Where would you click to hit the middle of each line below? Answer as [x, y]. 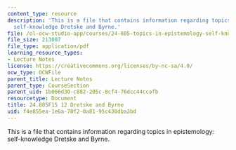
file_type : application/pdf [48, 46]
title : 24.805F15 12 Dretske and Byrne [66, 105]
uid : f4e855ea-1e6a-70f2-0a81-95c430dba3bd [72, 111]
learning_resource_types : [45, 53]
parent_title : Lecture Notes [50, 79]
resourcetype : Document [42, 99]
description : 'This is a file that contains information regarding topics [119, 20]
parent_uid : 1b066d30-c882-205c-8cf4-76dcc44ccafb [83, 92]
